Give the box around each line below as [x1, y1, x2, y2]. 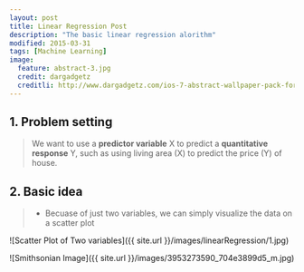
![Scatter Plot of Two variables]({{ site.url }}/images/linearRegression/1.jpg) [9, 235, 290, 246]
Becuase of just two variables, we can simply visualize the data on [44, 208, 292, 219]
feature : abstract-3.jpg [17, 64, 111, 73]
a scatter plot [44, 218, 95, 228]
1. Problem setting [9, 114, 113, 130]
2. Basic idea [9, 183, 83, 199]
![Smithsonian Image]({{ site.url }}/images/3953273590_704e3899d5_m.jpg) [9, 253, 295, 264]
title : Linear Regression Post [9, 22, 128, 31]
